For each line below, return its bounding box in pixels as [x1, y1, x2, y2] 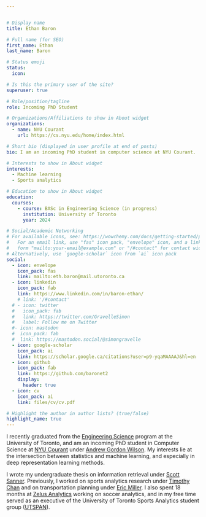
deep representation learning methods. [6, 459, 105, 467]
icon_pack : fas [17, 268, 56, 274]
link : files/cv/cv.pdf [17, 399, 75, 405]
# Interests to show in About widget [6, 160, 103, 166]
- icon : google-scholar [12, 342, 72, 348]
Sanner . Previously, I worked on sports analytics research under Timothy [6, 477, 190, 485]
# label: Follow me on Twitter [12, 319, 97, 325]
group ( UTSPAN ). [6, 503, 50, 511]
